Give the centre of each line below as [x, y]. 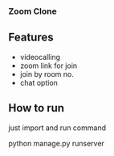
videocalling [40, 57]
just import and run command [57, 128]
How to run [37, 108]
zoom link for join [49, 65]
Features [31, 38]
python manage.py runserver [56, 143]
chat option [39, 82]
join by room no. [47, 74]
